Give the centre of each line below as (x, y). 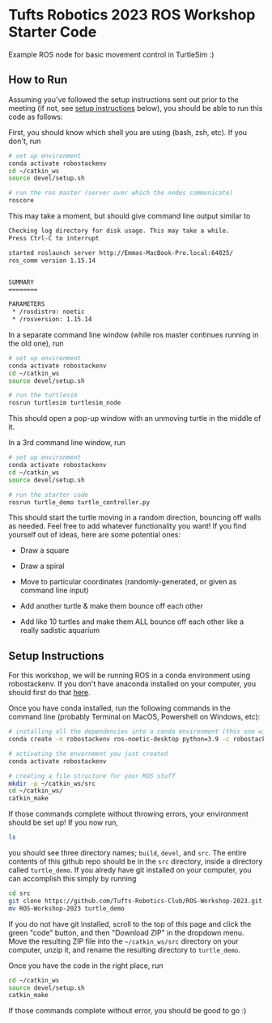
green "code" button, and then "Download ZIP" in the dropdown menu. (126, 932)
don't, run (25, 141)
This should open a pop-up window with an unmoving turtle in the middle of (135, 418)
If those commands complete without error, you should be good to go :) (127, 1011)
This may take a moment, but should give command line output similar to (130, 216)
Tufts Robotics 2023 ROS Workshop (132, 15)
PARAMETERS (27, 304)
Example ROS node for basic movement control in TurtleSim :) (111, 54)
